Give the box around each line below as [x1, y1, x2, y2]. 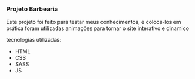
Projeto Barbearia [6, 5, 59, 13]
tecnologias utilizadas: [6, 37, 62, 44]
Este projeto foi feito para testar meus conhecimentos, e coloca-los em [6, 19, 181, 26]
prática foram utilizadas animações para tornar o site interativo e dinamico [6, 25, 190, 32]
